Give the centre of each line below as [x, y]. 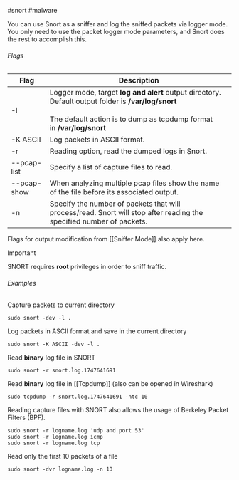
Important [22, 253]
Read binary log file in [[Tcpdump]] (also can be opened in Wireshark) [110, 384]
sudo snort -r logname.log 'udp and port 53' [76, 431]
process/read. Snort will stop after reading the [126, 213]
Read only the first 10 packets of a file [63, 456]
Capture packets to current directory [61, 305]
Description [139, 80]
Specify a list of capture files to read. [111, 167]
